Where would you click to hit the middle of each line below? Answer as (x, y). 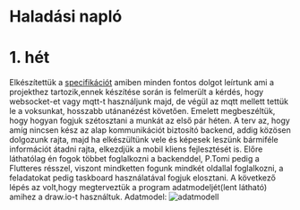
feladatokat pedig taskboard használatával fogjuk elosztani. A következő (142, 178)
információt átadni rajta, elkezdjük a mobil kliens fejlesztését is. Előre (136, 149)
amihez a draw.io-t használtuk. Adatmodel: (88, 197)
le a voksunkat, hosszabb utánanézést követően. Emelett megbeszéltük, (142, 111)
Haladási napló (66, 17)
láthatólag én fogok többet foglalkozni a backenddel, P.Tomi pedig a (134, 159)
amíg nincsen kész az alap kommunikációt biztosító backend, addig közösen (150, 130)
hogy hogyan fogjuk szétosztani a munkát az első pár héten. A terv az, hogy (150, 121)
